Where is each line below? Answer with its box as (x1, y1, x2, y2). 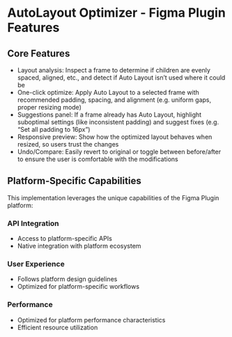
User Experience (7, 260, 65, 269)
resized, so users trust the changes (17, 140, 119, 148)
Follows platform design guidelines (17, 275, 118, 283)
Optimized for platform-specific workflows (17, 283, 140, 291)
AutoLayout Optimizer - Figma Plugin (7, 5, 226, 21)
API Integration (7, 218, 59, 228)
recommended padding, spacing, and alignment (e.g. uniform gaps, (17, 96, 212, 104)
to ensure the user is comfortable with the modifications (17, 155, 179, 163)
